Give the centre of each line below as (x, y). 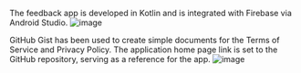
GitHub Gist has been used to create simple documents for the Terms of (145, 40)
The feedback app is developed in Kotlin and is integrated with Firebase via (150, 13)
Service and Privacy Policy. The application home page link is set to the (144, 50)
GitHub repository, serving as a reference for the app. (110, 59)
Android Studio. (39, 23)
